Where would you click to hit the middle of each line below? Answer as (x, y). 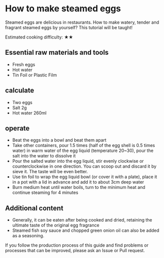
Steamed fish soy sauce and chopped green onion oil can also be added (86, 230)
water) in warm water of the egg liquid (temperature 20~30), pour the (83, 150)
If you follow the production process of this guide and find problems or (77, 245)
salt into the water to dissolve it (44, 156)
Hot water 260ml (29, 113)
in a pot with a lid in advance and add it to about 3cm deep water (78, 182)
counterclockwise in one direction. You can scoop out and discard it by (84, 166)
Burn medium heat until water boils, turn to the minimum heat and (79, 187)
